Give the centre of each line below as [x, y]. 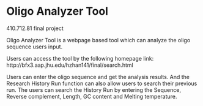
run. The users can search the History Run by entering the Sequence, [94, 89]
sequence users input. [35, 47]
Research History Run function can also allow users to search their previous [102, 83]
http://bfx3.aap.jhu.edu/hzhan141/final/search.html [70, 65]
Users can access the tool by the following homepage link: [80, 58]
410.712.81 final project [35, 28]
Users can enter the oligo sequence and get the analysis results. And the [98, 77]
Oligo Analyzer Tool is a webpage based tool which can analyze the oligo [98, 40]
